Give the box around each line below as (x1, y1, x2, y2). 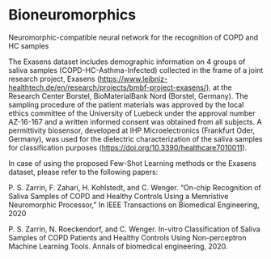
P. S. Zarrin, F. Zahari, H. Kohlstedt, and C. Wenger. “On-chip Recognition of (8, 182, 261, 192)
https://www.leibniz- (100, 74, 168, 83)
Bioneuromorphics (8, 6, 136, 24)
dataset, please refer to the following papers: (8, 167, 159, 176)
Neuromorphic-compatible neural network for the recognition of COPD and (8, 32, 259, 42)
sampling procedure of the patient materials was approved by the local (8, 100, 244, 109)
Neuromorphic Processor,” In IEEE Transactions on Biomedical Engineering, (8, 200, 260, 210)
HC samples (8, 40, 49, 50)
